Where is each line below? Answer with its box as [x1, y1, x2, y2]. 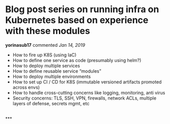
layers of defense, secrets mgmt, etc [12, 100, 90, 106]
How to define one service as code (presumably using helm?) [12, 57, 142, 63]
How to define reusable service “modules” [12, 68, 101, 74]
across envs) [12, 84, 40, 90]
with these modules [5, 25, 90, 37]
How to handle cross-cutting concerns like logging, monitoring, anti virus [12, 89, 165, 96]
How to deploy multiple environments [12, 73, 91, 79]
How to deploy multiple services [12, 63, 80, 69]
